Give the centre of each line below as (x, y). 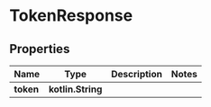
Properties (40, 49)
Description (137, 74)
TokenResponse (71, 16)
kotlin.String (75, 89)
